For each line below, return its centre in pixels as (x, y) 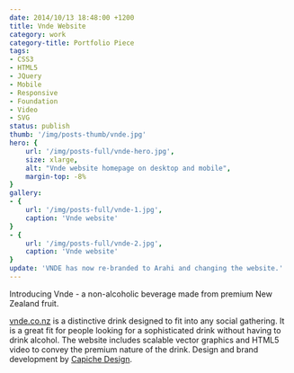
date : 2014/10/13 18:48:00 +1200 (72, 18)
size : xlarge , (52, 160)
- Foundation (34, 101)
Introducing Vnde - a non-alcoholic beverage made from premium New (141, 294)
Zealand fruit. (34, 303)
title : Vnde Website (48, 26)
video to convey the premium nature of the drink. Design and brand (134, 349)
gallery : (26, 193)
